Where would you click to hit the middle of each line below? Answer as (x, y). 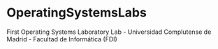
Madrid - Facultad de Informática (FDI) (62, 39)
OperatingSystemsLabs (77, 13)
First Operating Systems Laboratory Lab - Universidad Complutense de (109, 32)
